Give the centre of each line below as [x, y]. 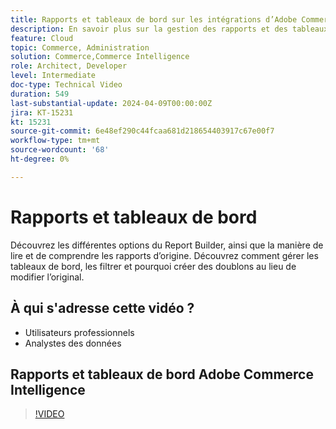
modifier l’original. [47, 277]
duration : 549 [40, 94]
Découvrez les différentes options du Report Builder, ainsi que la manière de [167, 245]
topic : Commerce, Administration [80, 47]
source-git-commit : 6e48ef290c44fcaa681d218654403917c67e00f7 [142, 131]
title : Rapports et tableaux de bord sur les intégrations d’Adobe [154, 19]
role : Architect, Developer [69, 66]
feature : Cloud [42, 38]
